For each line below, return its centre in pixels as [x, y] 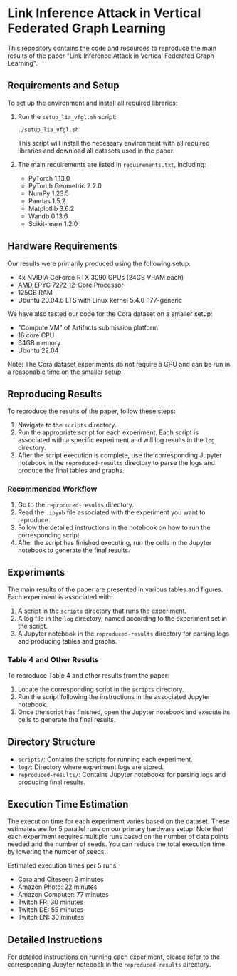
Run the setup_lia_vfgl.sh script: [67, 116]
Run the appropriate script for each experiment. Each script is [108, 432]
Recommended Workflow [52, 489]
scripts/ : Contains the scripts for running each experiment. [105, 759]
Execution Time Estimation [68, 804]
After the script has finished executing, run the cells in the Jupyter [115, 542]
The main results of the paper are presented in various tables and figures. [115, 589]
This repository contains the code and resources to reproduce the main [112, 48]
